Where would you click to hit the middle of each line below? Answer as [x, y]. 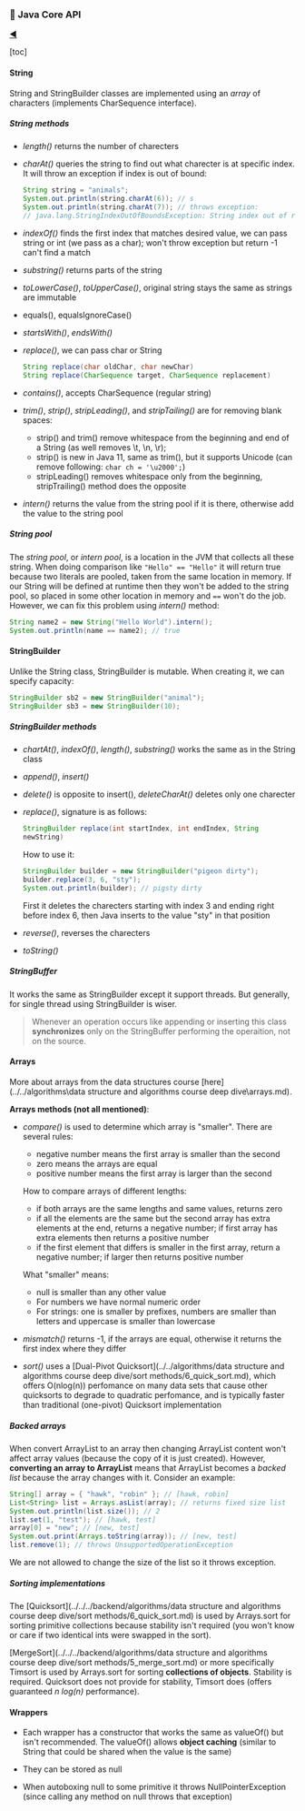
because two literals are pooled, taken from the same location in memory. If [151, 576]
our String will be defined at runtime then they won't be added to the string [149, 586]
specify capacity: [42, 680]
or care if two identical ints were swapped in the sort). [110, 1635]
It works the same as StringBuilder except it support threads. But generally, [150, 994]
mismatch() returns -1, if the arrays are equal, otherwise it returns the [152, 1338]
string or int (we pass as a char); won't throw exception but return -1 [150, 242]
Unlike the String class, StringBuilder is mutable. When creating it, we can [147, 671]
